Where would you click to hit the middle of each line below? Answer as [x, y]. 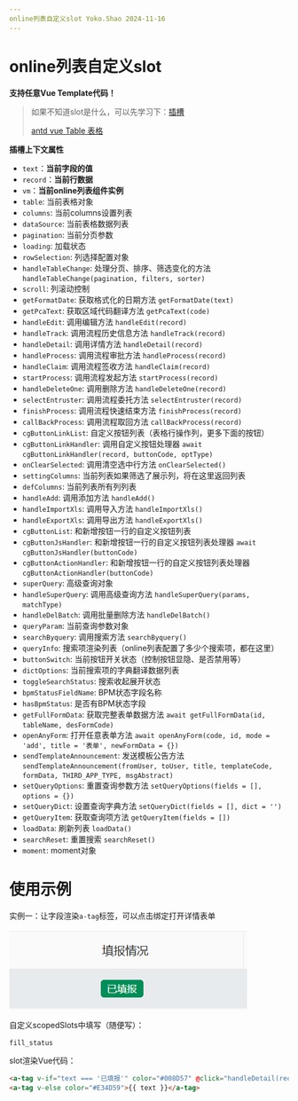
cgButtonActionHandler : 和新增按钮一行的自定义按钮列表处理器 [136, 562]
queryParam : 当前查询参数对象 [75, 625]
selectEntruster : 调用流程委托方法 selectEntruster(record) [132, 399]
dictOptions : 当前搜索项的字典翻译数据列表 [101, 670]
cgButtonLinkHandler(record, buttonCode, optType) [118, 454]
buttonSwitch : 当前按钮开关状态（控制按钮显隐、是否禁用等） [133, 659]
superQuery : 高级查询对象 [67, 583]
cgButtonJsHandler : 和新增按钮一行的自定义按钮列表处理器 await [139, 542]
